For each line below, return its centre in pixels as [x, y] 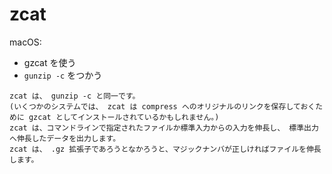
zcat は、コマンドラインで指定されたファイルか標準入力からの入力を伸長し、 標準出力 [164, 128]
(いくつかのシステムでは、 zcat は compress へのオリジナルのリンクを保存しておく [162, 106]
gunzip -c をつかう [63, 75]
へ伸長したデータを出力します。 [65, 138]
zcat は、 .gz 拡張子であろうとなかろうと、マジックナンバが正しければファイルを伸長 [165, 149]
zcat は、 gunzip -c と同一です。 [75, 96]
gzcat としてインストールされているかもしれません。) [124, 117]
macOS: [25, 42]
